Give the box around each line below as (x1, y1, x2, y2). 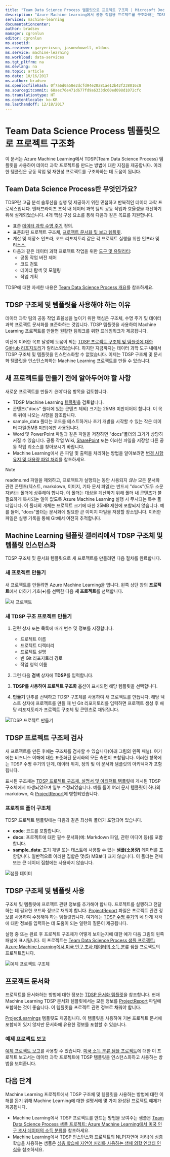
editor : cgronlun (5, 36, 42, 41)
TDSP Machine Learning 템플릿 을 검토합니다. (12, 399, 104, 405)
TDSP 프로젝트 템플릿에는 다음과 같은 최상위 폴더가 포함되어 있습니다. (5, 817, 143, 823)
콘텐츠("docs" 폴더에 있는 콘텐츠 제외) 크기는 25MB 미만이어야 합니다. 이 (12, 405, 157, 411)
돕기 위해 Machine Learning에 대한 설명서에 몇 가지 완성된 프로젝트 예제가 (14, 1098, 161, 1104)
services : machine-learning (5, 17, 65, 22)
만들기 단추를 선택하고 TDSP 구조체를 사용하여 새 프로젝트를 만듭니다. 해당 (12, 694, 159, 700)
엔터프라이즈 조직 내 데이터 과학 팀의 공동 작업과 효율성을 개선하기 (32, 205, 162, 211)
